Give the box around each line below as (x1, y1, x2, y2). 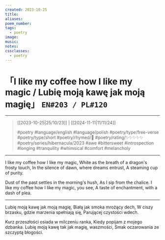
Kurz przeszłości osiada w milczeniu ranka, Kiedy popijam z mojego (5, 219, 142, 225)
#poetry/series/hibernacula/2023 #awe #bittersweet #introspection (17, 140, 154, 146)
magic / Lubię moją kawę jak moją (5, 87, 145, 98)
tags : (5, 26, 16, 31)
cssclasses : (5, 48, 29, 53)
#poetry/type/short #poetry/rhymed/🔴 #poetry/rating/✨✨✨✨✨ (17, 135, 144, 140)
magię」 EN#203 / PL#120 (5, 99, 108, 110)
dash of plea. (5, 190, 32, 196)
